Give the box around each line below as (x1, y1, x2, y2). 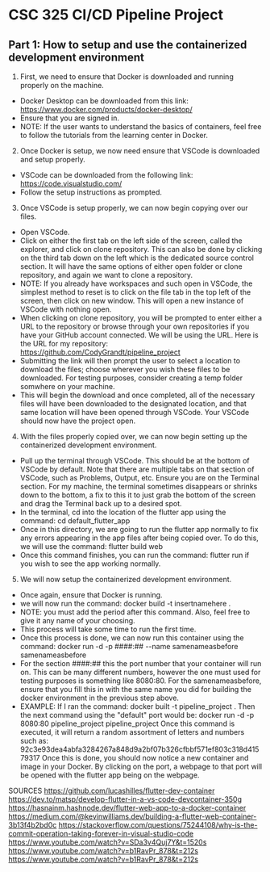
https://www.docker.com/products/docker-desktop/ (19, 105, 193, 114)
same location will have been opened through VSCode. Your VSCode (19, 408, 250, 417)
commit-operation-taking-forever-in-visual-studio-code (8, 829, 194, 838)
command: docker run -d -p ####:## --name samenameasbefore (19, 642, 239, 651)
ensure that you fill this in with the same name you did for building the (19, 685, 252, 694)
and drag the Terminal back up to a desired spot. (19, 499, 183, 508)
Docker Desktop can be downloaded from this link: (19, 96, 189, 106)
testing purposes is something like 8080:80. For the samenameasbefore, (19, 676, 262, 685)
